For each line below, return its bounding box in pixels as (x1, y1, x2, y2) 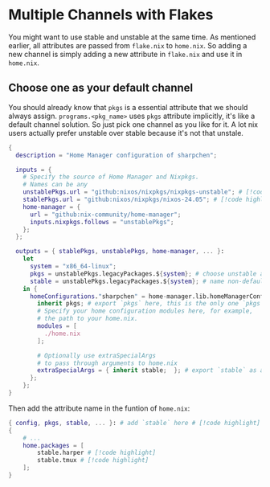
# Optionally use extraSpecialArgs (37, 351, 157, 359)
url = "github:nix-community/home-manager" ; (29, 211, 182, 219)
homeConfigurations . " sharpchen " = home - (29, 292, 167, 301)
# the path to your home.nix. (37, 315, 138, 323)
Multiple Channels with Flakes (8, 6, 214, 24)
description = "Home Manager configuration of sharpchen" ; (15, 151, 218, 159)
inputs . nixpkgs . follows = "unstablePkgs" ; (29, 218, 174, 226)
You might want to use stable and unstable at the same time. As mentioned (8, 32, 256, 42)
